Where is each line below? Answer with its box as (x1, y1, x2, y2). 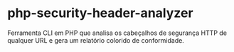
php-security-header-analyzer (7, 5, 193, 21)
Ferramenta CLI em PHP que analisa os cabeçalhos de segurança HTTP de (7, 28, 228, 37)
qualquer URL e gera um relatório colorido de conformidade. (7, 36, 185, 44)
